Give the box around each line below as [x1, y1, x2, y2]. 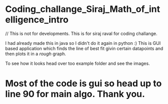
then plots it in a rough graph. [5, 51, 66, 57]
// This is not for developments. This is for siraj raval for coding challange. [5, 30, 158, 36]
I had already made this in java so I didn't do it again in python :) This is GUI [5, 40, 161, 46]
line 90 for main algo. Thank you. [5, 89, 145, 100]
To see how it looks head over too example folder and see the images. [5, 60, 150, 66]
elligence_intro [5, 14, 69, 25]
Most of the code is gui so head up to [5, 78, 162, 89]
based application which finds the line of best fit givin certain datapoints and [5, 45, 163, 51]
